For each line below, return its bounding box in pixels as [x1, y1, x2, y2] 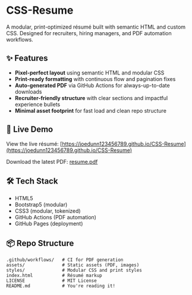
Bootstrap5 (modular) [14, 201, 68, 209]
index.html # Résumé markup [6, 272, 102, 279]
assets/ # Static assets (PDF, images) [6, 262, 140, 268]
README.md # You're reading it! [6, 283, 116, 289]
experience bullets [14, 101, 61, 108]
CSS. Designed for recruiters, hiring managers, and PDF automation [6, 29, 172, 36]
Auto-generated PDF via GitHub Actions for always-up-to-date [14, 82, 171, 89]
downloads [14, 88, 42, 95]
